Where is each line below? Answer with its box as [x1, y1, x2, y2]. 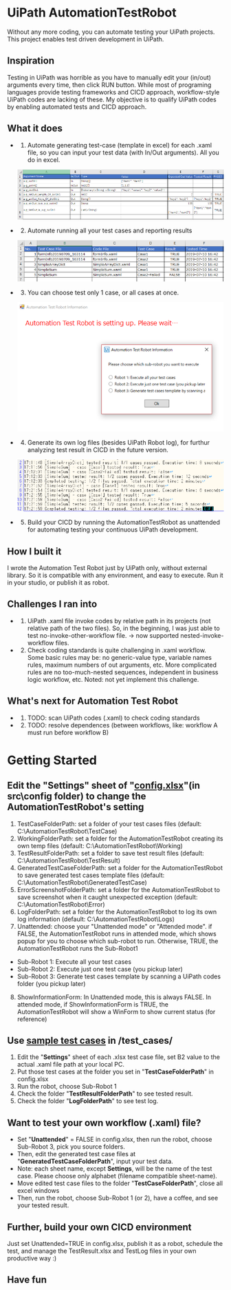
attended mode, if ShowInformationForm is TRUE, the [16, 1000, 168, 1008]
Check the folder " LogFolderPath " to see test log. [16, 1097, 159, 1105]
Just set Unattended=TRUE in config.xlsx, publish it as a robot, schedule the [7, 1240, 223, 1248]
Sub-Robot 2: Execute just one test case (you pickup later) [16, 965, 184, 973]
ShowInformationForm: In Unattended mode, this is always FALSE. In [16, 993, 212, 1001]
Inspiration [7, 55, 55, 67]
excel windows [16, 1187, 60, 1195]
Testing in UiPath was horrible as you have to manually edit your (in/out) [7, 73, 212, 81]
